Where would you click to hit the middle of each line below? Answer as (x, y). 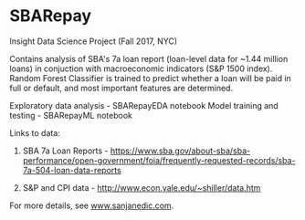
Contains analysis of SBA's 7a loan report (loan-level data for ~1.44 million (149, 58)
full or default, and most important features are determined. (121, 88)
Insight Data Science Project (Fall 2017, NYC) (94, 41)
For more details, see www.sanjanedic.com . (92, 205)
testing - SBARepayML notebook (71, 115)
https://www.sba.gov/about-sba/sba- (180, 151)
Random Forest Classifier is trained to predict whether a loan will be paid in (151, 78)
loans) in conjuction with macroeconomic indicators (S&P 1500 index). (141, 68)
